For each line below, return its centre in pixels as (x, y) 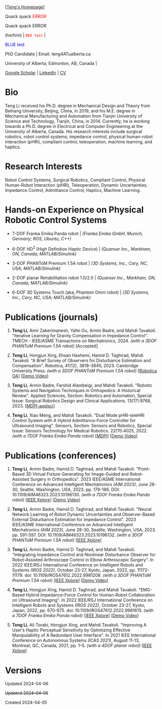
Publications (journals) (52, 317)
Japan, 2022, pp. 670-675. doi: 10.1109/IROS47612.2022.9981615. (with (83, 611)
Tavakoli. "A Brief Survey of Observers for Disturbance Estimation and (81, 361)
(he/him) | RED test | (25, 35)
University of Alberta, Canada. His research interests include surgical (74, 131)
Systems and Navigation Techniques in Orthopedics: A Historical (76, 391)
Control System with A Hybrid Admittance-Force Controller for (74, 421)
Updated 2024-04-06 (27, 684)
